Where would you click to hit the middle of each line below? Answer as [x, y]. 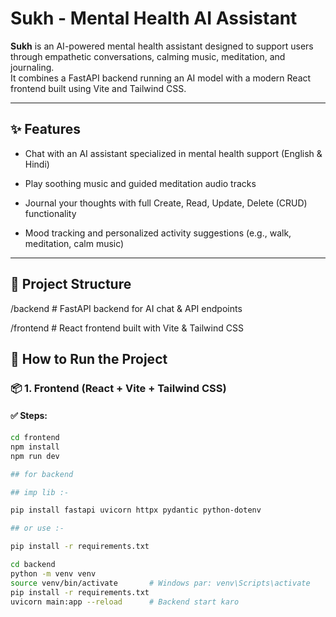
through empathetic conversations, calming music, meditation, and [148, 56]
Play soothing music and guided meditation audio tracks [140, 183]
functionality [50, 213]
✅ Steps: [29, 416]
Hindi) [37, 164]
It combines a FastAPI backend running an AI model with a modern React [161, 78]
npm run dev [35, 456]
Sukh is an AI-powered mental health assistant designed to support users [162, 46]
